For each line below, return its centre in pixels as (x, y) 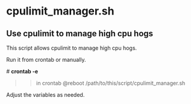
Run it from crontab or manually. (46, 60)
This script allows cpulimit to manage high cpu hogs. (72, 48)
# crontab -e (22, 71)
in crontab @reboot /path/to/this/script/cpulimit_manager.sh (111, 83)
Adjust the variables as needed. (45, 95)
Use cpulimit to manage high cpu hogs (80, 34)
